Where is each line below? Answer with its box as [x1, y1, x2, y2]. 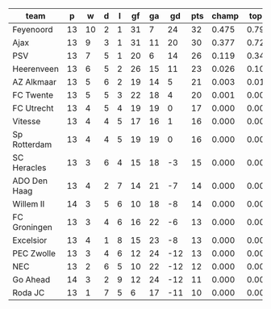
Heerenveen [12, 64, 59, 74]
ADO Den [12, 175, 48, 186]
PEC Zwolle [12, 248, 56, 259]
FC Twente [12, 90, 54, 100]
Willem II [12, 198, 45, 209]
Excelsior [12, 235, 48, 245]
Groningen [12, 222, 52, 232]
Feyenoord [12, 24, 54, 35]
